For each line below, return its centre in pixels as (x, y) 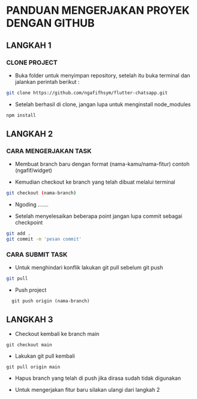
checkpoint (29, 223)
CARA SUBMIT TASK (37, 254)
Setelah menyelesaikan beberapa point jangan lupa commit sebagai (98, 216)
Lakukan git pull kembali (45, 356)
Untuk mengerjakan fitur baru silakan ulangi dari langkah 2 (87, 389)
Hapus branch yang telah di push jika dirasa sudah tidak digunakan (98, 378)
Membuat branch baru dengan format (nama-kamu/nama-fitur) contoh (102, 164)
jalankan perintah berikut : (47, 82)
